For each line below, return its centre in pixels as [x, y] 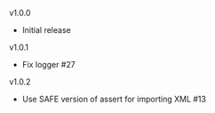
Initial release [46, 30]
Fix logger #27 [48, 65]
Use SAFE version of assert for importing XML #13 [114, 99]
